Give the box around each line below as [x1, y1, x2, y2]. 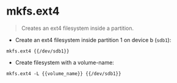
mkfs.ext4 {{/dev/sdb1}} [6, 48, 70, 54]
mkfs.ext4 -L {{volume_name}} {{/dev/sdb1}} [6, 70, 121, 77]
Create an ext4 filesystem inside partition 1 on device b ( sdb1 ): [15, 36, 172, 43]
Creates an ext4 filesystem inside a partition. [21, 24, 134, 32]
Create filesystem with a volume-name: [15, 59, 114, 66]
